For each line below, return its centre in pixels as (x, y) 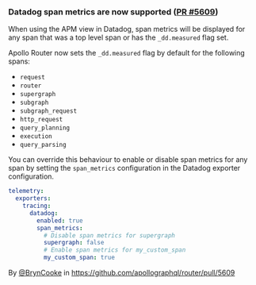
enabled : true (60, 221)
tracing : (37, 206)
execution (36, 137)
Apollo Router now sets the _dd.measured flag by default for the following (127, 53)
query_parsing (43, 145)
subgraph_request (48, 111)
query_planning (45, 128)
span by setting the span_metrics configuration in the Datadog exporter (124, 168)
